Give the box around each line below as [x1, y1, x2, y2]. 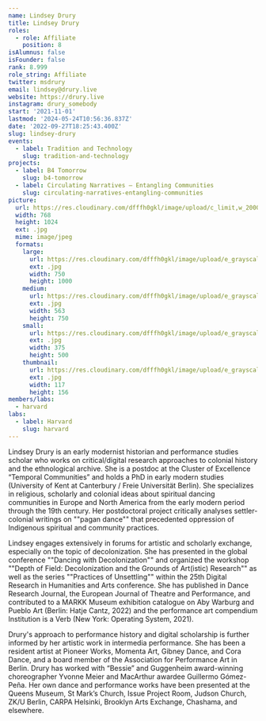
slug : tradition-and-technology [22, 152, 129, 160]
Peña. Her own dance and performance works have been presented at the [8, 680, 251, 689]
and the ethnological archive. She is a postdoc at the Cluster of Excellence [8, 464, 251, 473]
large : [22, 248, 44, 256]
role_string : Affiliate [8, 71, 87, 79]
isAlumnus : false [8, 48, 66, 56]
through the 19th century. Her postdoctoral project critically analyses [8, 506, 233, 515]
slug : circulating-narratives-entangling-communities [22, 188, 203, 197]
